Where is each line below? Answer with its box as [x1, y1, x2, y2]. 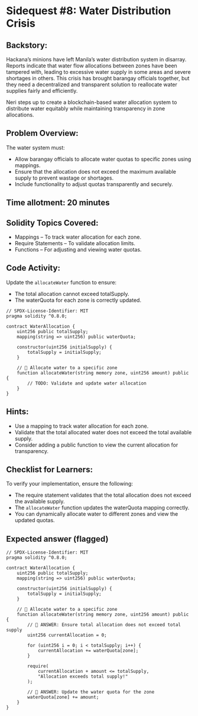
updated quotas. [14, 517, 55, 524]
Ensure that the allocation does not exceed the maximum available [14, 168, 176, 175]
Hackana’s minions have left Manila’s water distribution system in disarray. [6, 56, 187, 63]
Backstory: [6, 40, 48, 50]
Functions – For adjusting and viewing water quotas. [14, 246, 142, 253]
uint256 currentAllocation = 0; [27, 632, 108, 639]
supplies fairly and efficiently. [6, 87, 78, 94]
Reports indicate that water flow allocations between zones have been [6, 62, 177, 69]
